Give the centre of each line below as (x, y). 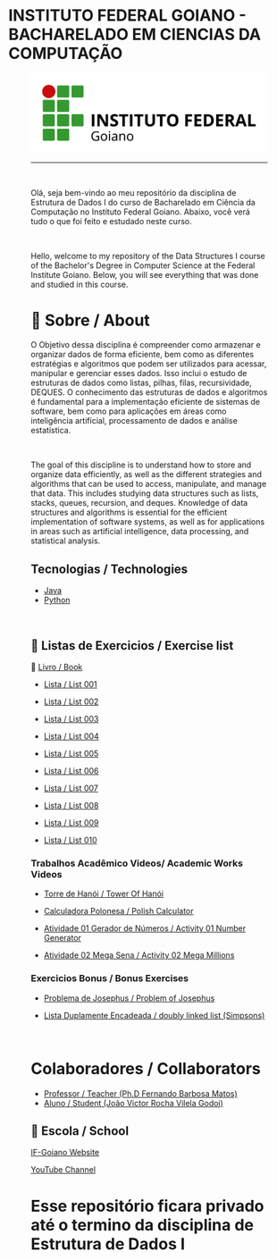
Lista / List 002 (71, 701)
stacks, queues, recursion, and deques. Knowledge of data (139, 503)
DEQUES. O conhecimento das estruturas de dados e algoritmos (149, 392)
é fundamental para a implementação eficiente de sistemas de (146, 402)
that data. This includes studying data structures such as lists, (145, 493)
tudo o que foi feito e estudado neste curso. (112, 221)
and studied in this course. (80, 284)
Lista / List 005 (71, 754)
